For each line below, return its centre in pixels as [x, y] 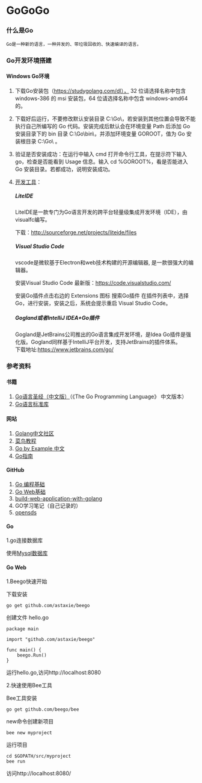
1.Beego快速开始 [27, 581]
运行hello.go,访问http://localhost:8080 [54, 673]
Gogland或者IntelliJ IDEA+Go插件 [57, 318]
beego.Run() [32, 655]
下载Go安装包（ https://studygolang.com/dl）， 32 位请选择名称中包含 [100, 90]
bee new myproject [29, 733]
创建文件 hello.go [28, 617]
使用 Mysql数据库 [27, 553]
